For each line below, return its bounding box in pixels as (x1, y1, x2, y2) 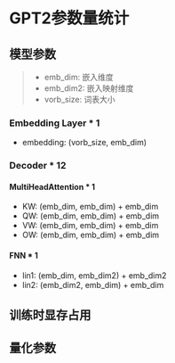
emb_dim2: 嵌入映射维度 (44, 83, 134, 94)
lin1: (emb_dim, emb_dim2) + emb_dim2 (21, 269, 167, 281)
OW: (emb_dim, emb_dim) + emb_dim (21, 229, 160, 241)
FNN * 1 (9, 251, 38, 261)
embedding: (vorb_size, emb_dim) (21, 137, 147, 148)
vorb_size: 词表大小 (44, 95, 115, 104)
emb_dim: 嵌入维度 (44, 72, 114, 82)
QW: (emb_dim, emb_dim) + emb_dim (21, 210, 160, 221)
